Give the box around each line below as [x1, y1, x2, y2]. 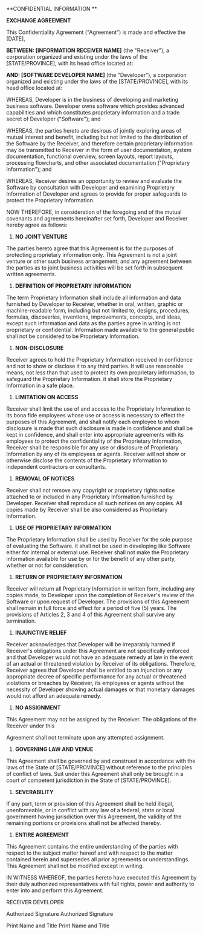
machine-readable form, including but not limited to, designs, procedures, [6, 307, 190, 314]
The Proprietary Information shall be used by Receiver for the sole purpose [6, 536, 193, 543]
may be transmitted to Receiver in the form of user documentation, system [6, 147, 192, 153]
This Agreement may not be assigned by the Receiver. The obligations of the [6, 716, 197, 723]
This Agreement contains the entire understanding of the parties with [6, 843, 178, 850]
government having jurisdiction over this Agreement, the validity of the [6, 813, 182, 820]
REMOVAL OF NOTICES [14, 475, 75, 482]
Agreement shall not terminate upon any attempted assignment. [6, 734, 165, 741]
